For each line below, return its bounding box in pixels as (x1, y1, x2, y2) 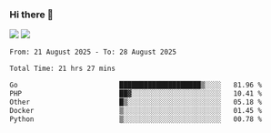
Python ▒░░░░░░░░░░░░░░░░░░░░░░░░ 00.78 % (9, 114, 262, 124)
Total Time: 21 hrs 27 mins (9, 64, 116, 74)
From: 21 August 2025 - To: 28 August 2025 (9, 47, 177, 57)
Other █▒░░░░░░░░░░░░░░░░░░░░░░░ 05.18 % (9, 97, 262, 107)
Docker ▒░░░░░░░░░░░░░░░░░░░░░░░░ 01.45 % (9, 106, 262, 115)
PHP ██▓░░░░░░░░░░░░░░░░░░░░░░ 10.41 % (9, 88, 262, 98)
